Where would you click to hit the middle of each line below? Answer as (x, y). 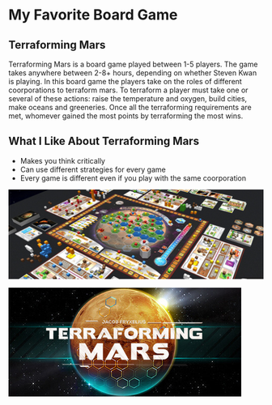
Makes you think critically (62, 160)
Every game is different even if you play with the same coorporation (133, 178)
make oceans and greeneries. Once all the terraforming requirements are (130, 107)
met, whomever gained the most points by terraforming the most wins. (126, 116)
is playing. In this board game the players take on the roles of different (125, 81)
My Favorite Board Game (93, 15)
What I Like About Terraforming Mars (104, 141)
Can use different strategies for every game (93, 169)
